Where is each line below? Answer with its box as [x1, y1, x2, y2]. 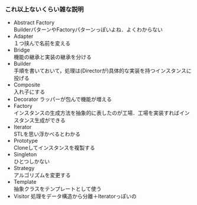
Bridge [13, 46, 30, 54]
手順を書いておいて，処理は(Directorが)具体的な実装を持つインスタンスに [13, 67, 192, 75]
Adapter [13, 33, 34, 40]
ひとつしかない [13, 158, 50, 165]
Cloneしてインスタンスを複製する [13, 144, 95, 152]
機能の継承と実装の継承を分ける [13, 53, 92, 60]
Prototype [13, 137, 38, 145]
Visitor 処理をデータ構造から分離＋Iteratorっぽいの [13, 193, 137, 200]
